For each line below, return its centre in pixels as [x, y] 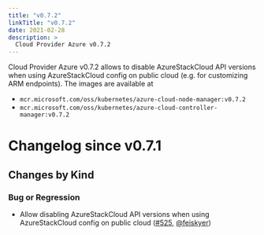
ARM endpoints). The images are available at [81, 84]
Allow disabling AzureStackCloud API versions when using [115, 214]
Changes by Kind [51, 175]
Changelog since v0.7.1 [85, 146]
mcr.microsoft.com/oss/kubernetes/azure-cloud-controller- [119, 108]
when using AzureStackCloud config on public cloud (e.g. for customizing [128, 75]
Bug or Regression [44, 197]
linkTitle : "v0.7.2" [42, 23]
